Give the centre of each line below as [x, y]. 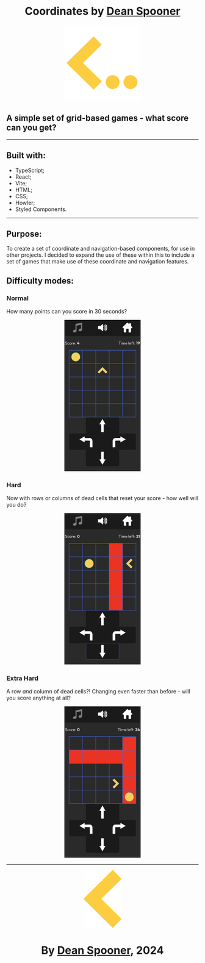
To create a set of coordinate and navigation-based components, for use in [101, 249]
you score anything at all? [39, 698]
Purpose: [24, 234]
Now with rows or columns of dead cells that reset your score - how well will [103, 498]
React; [23, 177]
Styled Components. [41, 209]
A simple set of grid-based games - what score [98, 118]
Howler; [25, 202]
